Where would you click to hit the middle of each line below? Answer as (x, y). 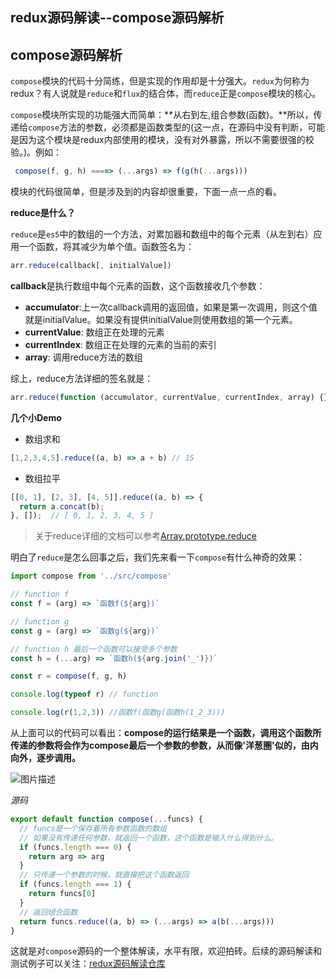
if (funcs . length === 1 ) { (75, 884)
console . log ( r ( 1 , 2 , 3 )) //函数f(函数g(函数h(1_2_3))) (118, 713)
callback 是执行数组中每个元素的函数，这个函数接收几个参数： (138, 285)
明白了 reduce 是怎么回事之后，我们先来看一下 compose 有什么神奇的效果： (158, 557)
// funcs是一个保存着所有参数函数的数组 (93, 828)
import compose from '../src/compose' (91, 576)
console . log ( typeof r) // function (84, 694)
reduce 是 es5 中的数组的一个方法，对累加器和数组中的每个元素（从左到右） (162, 234)
